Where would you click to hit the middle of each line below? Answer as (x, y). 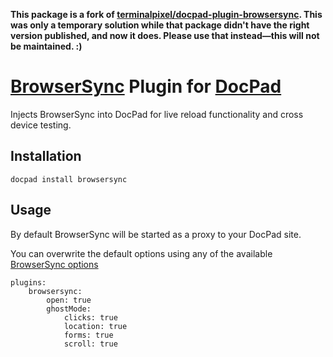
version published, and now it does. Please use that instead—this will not (165, 35)
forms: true (88, 335)
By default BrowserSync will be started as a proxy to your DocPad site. (156, 234)
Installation (46, 156)
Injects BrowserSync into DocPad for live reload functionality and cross (157, 114)
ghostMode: (69, 309)
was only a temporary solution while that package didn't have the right (160, 25)
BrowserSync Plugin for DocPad (146, 86)
